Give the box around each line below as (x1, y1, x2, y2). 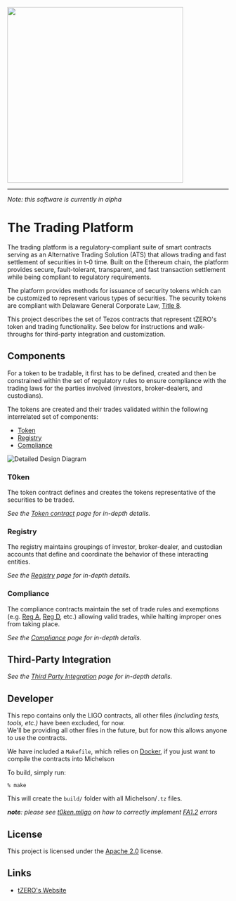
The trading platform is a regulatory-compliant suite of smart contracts (7, 242, 212, 251)
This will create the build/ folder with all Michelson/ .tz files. (7, 794, 183, 803)
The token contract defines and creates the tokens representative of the (7, 488, 216, 497)
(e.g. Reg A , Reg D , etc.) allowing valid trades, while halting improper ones (7, 612, 222, 621)
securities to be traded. (7, 495, 75, 504)
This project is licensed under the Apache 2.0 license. (7, 847, 163, 855)
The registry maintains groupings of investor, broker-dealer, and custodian (7, 543, 223, 551)
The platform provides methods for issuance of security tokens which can (7, 286, 221, 294)
